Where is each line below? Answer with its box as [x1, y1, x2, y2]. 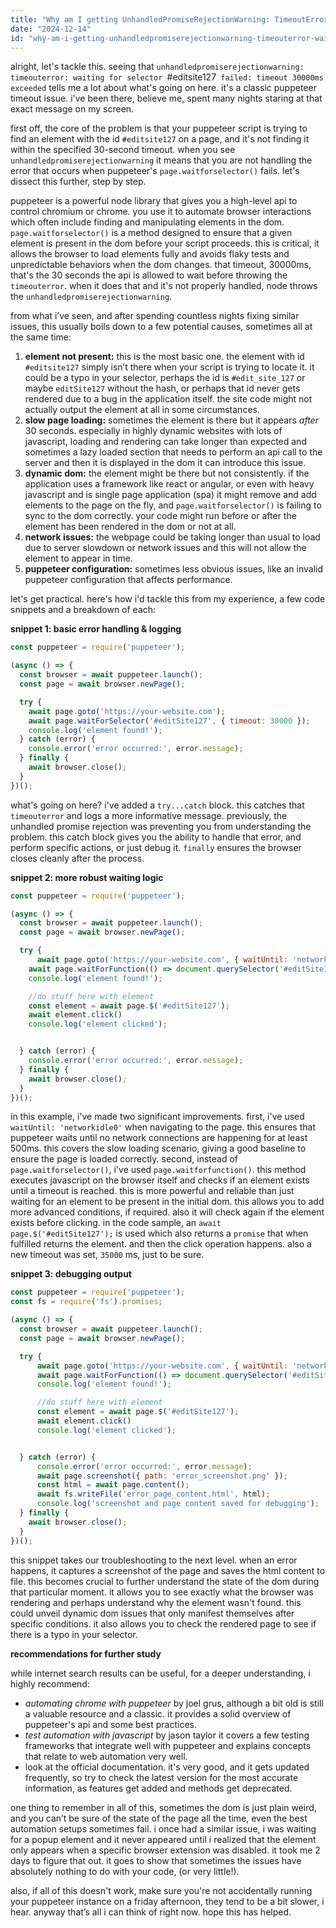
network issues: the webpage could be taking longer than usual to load [24, 531, 321, 543]
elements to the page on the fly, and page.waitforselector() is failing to [24, 499, 322, 511]
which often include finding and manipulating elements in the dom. [10, 216, 285, 228]
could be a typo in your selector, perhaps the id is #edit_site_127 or [24, 372, 306, 384]
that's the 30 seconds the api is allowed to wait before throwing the [10, 269, 288, 281]
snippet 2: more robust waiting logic [10, 871, 164, 883]
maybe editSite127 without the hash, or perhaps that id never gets [24, 382, 301, 395]
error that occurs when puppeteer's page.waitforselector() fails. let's [10, 165, 300, 177]
